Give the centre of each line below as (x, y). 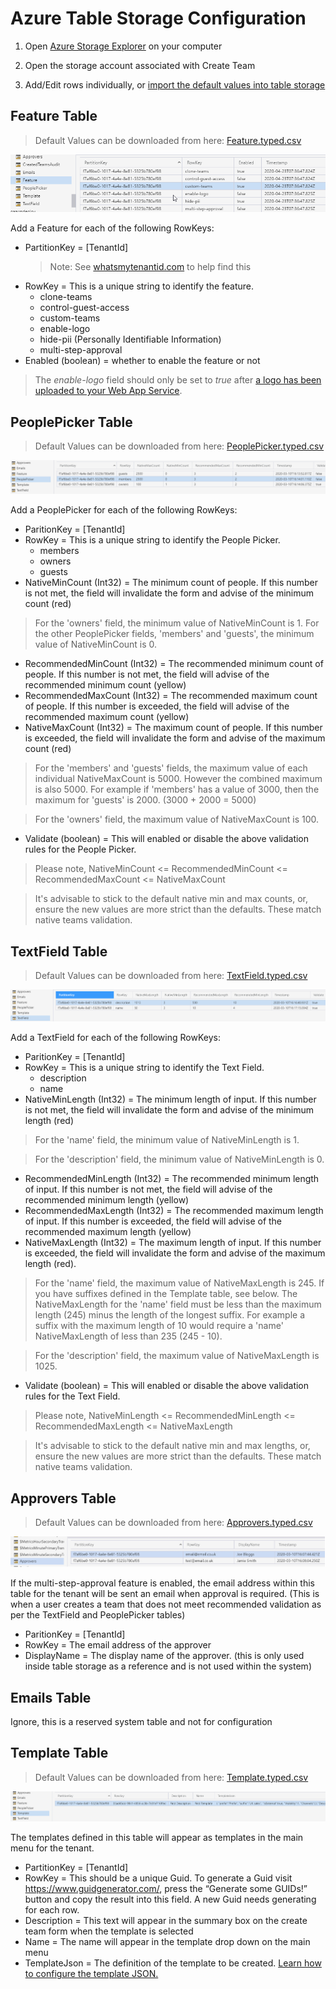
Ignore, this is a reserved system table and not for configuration (141, 1722)
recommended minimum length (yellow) (107, 1200)
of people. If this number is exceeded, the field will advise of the (157, 706)
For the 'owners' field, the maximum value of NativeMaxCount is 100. (177, 819)
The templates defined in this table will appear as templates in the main (157, 1838)
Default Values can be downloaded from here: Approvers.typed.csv (173, 1522)
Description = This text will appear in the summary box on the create (166, 1921)
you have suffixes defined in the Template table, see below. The (166, 1294)
